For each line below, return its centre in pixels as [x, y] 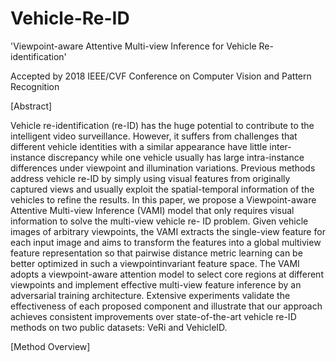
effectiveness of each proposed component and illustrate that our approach [166, 306]
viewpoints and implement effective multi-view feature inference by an [156, 284]
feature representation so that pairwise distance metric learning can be [156, 253]
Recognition [35, 86]
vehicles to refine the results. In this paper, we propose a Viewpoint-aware [163, 199]
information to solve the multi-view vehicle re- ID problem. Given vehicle [159, 221]
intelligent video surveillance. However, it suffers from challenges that [154, 136]
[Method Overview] [50, 346]
